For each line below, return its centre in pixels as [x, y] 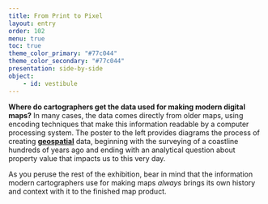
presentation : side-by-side [56, 69]
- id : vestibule [51, 83]
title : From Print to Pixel [56, 16]
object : [21, 76]
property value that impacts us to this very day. [87, 158]
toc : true [25, 46]
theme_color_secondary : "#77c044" [67, 62]
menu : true [27, 38]
